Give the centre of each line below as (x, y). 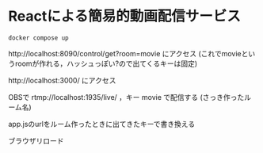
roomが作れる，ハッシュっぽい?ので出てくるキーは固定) (106, 63)
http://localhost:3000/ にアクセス (62, 80)
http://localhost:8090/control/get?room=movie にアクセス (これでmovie (125, 53)
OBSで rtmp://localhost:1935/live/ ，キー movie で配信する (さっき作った (126, 97)
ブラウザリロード (36, 140)
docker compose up (38, 38)
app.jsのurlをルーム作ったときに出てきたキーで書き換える (102, 124)
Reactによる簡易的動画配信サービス (125, 16)
